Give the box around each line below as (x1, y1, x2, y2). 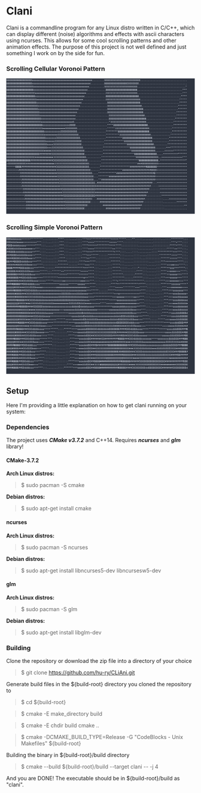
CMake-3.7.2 (6, 456, 39, 464)
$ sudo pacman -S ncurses (20, 543, 89, 551)
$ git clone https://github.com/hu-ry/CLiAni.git (20, 669, 135, 676)
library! (6, 443, 24, 450)
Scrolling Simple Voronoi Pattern (6, 223, 103, 232)
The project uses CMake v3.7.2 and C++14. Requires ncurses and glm (6, 437, 181, 444)
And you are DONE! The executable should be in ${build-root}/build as (6, 775, 180, 782)
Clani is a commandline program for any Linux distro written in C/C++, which (6, 24, 195, 31)
